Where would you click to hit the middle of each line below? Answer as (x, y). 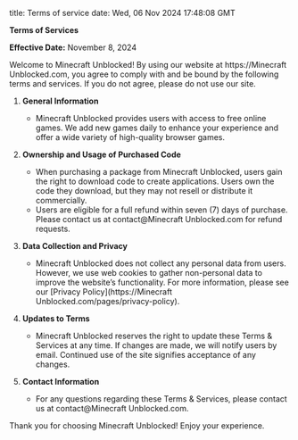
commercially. (61, 200)
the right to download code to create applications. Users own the (155, 181)
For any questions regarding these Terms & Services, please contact (161, 399)
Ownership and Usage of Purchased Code (101, 154)
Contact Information (61, 382)
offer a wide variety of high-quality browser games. (130, 137)
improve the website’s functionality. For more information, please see (162, 282)
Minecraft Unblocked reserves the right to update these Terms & (154, 336)
